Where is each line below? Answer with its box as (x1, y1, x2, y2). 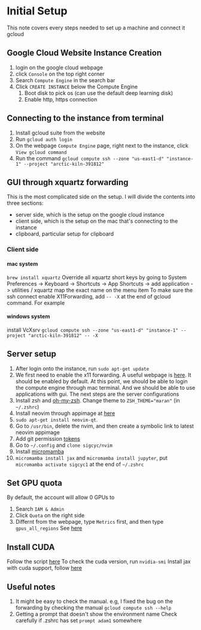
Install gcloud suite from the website (15, 129, 105, 136)
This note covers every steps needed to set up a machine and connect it (7, 24, 185, 31)
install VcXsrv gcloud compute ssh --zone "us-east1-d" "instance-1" (7, 326, 179, 333)
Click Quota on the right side (15, 512, 85, 519)
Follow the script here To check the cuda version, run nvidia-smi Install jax (7, 558, 191, 565)
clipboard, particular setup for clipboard (15, 230, 114, 238)
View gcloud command (15, 149, 67, 156)
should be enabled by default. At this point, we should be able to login (15, 377, 188, 385)
